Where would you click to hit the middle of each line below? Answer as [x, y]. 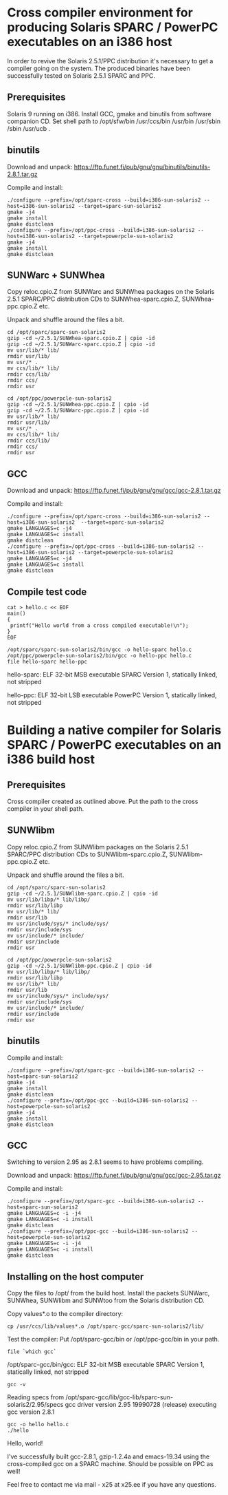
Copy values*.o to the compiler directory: [65, 1314]
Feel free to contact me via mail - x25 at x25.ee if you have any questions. [112, 1485]
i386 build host [51, 760]
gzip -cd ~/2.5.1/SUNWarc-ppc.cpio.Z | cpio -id [78, 411]
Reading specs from [36, 1397]
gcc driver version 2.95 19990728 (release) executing [141, 1405]
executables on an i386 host [90, 42]
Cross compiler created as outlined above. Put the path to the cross [103, 801]
